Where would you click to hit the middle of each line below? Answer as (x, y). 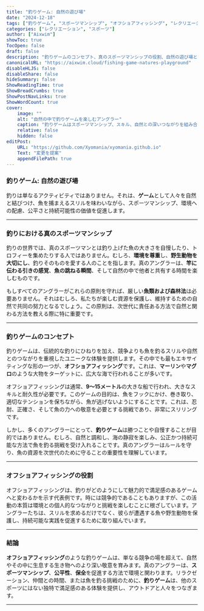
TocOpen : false (25, 46)
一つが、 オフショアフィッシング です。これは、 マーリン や (115, 366)
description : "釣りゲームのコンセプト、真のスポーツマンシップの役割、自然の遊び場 (100, 57)
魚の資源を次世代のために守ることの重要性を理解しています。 (93, 453)
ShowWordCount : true (32, 102)
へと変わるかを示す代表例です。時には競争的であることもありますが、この (99, 498)
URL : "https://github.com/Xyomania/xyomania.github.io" (90, 147)
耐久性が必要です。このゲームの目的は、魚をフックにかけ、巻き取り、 (109, 394)
